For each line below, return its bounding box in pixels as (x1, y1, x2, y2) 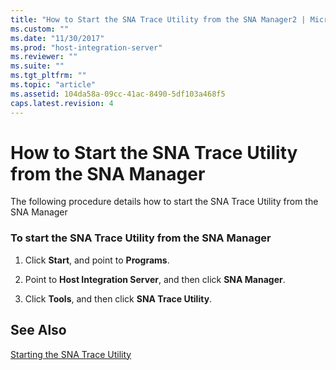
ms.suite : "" (10, 61, 65, 71)
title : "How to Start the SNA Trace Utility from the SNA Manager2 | (10, 14, 307, 25)
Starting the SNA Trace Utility (10, 348, 132, 360)
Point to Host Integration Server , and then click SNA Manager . (24, 273, 286, 285)
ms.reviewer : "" (10, 52, 78, 62)
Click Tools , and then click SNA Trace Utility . (24, 292, 213, 305)
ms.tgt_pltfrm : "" (10, 71, 87, 81)
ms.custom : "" (10, 24, 70, 34)
